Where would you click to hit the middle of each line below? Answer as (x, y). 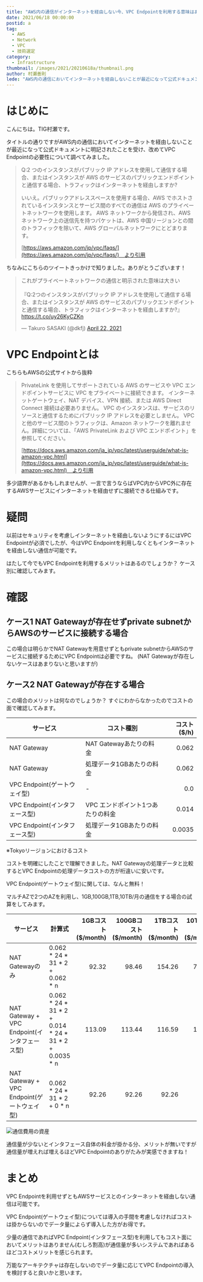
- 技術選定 (24, 51)
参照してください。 (45, 438)
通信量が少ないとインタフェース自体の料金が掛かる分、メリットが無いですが (101, 1144)
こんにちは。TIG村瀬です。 (40, 129)
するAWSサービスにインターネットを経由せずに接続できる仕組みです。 (94, 491)
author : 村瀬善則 (26, 74)
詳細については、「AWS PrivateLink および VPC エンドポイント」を (114, 431)
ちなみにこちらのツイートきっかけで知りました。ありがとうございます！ (96, 268)
